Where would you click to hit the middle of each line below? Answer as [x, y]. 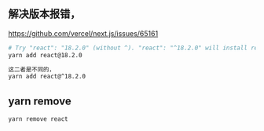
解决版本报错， [44, 14]
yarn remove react [38, 119]
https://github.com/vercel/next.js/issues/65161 [83, 33]
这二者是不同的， [32, 69]
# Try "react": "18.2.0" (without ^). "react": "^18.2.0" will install [128, 48]
